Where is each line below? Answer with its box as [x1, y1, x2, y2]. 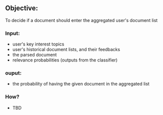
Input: [5, 29, 20, 36]
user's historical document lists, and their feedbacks [12, 46, 121, 52]
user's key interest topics [12, 41, 65, 47]
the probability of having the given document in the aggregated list [12, 81, 150, 87]
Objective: [5, 4, 38, 12]
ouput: [5, 69, 22, 76]
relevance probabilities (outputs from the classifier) [12, 57, 118, 63]
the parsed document [12, 52, 57, 58]
